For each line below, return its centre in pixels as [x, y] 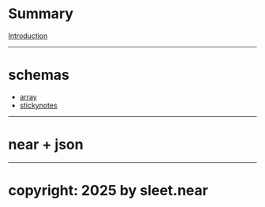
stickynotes [38, 105]
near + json [46, 145]
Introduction [28, 36]
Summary [41, 14]
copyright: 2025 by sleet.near [108, 190]
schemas [39, 75]
